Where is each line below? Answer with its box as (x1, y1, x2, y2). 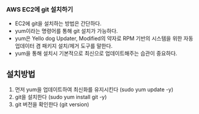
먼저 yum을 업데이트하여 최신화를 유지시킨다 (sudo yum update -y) (14, 86, 174, 93)
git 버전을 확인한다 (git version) (14, 101, 90, 108)
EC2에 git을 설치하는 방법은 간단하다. (14, 20, 102, 27)
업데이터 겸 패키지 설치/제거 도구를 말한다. (14, 42, 113, 50)
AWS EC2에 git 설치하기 (6, 5, 74, 13)
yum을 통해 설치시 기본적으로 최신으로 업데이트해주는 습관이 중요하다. (14, 50, 177, 57)
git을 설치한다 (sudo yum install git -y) (14, 94, 107, 101)
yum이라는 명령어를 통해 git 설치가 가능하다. (14, 27, 118, 35)
